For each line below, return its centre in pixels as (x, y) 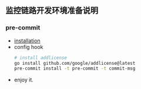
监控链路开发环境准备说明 (52, 11)
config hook (28, 47)
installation (27, 41)
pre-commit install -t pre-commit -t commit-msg (75, 69)
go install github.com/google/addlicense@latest (75, 63)
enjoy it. (23, 80)
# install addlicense (40, 58)
